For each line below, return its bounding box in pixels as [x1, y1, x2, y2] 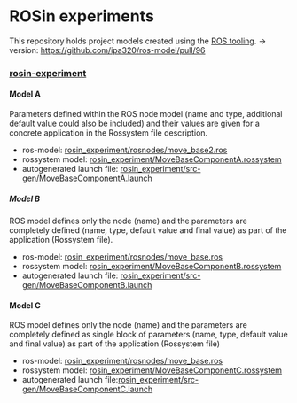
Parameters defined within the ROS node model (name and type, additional [9, 109, 283, 120]
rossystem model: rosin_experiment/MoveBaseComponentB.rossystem [21, 261, 282, 272]
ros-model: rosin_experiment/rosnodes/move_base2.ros [21, 144, 228, 156]
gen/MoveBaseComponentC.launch [21, 384, 153, 395]
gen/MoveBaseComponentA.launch [21, 173, 152, 183]
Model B [9, 193, 41, 204]
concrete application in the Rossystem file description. [9, 128, 208, 138]
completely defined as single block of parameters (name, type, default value [9, 329, 288, 340]
